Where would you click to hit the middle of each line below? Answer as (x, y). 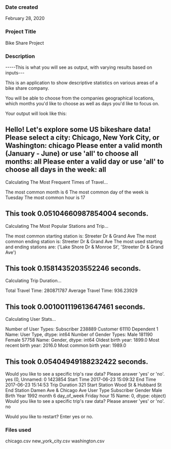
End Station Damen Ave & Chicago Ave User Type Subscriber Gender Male (84, 390)
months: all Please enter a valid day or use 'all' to (85, 162)
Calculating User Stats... (31, 319)
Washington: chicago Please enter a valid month (84, 145)
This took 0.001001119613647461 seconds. (75, 307)
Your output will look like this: (36, 113)
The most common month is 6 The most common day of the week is (77, 192)
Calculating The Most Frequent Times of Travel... (57, 182)
